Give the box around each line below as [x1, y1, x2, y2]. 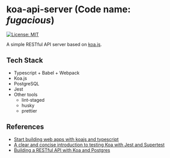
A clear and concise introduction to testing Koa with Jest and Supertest [13, 142, 165, 148]
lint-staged [21, 97, 45, 103]
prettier [21, 107, 37, 114]
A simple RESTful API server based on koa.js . [6, 41, 102, 47]
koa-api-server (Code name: [6, 4, 131, 15]
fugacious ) [6, 14, 55, 26]
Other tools [13, 91, 38, 98]
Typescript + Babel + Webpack [13, 70, 80, 76]
